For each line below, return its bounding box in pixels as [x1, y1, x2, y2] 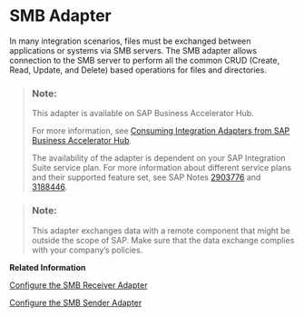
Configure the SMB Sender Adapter [9, 297, 142, 308]
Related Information [9, 262, 86, 272]
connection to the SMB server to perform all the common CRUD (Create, [9, 54, 279, 65]
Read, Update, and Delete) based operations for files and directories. [9, 64, 268, 75]
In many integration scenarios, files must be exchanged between [9, 35, 251, 46]
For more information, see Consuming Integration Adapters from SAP [31, 125, 290, 136]
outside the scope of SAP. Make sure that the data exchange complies [31, 234, 295, 245]
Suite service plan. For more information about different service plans [31, 163, 292, 173]
